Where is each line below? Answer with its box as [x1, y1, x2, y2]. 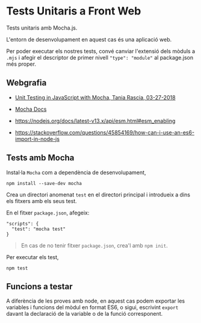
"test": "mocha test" [11, 226, 66, 232]
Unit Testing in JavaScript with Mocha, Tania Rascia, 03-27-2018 [14, 93, 176, 101]
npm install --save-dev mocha [6, 180, 82, 186]
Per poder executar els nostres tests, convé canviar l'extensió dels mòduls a [6, 47, 196, 55]
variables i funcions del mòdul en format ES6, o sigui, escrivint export [6, 304, 179, 311]
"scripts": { [6, 221, 39, 227]
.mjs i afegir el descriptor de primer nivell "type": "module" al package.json [6, 54, 194, 61]
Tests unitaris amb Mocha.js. [6, 24, 78, 31]
